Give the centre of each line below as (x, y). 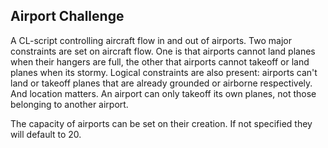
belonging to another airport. (69, 104)
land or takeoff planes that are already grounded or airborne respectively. (161, 83)
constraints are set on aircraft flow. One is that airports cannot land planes (163, 51)
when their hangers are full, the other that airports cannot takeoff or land (160, 61)
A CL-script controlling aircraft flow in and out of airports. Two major (151, 40)
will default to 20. (46, 134)
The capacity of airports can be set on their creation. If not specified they (161, 123)
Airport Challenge (67, 16)
